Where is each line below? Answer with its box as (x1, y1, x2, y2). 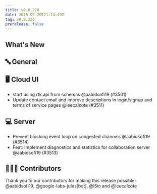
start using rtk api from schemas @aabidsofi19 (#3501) (12, 91, 127, 97)
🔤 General (5, 58, 38, 66)
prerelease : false (5, 21, 44, 27)
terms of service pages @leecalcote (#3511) (12, 102, 104, 108)
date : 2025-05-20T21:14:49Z (5, 12, 65, 17)
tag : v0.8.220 (5, 17, 35, 22)
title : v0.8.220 (5, 7, 39, 13)
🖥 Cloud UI (5, 75, 39, 84)
